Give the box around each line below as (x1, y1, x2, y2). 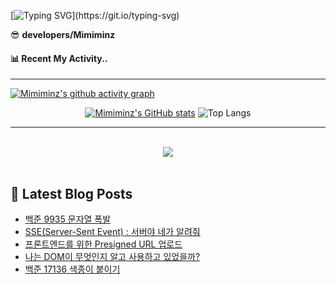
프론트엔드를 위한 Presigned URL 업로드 (24, 238, 183, 250)
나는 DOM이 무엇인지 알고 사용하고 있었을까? (24, 251, 201, 263)
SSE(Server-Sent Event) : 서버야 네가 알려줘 (24, 226, 201, 238)
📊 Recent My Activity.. (10, 52, 108, 64)
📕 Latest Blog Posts (10, 185, 133, 202)
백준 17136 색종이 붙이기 (24, 263, 121, 275)
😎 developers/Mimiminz (10, 29, 116, 40)
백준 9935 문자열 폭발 (24, 213, 112, 225)
